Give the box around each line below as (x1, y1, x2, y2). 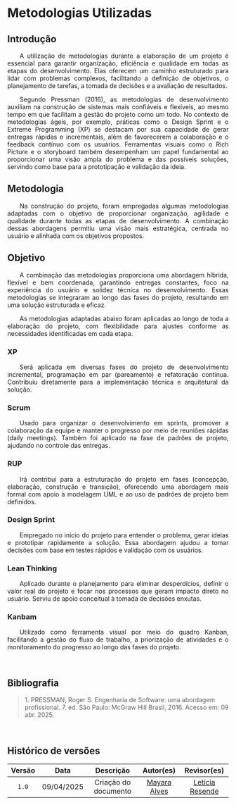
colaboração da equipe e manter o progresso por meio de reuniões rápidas (7, 426, 229, 435)
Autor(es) (142, 766, 176, 775)
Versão (11, 766, 36, 775)
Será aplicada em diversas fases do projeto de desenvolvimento (20, 363, 229, 371)
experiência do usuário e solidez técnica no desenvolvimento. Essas (7, 285, 229, 294)
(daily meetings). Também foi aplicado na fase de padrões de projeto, (7, 434, 229, 442)
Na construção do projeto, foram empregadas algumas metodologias (20, 201, 229, 210)
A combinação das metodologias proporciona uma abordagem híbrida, (20, 270, 229, 279)
